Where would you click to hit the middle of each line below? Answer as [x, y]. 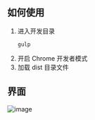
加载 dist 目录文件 [43, 67]
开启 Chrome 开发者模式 [52, 58]
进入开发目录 [36, 31]
